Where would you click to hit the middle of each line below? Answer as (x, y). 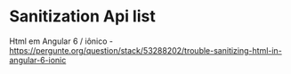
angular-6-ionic (38, 60)
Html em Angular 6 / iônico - (61, 41)
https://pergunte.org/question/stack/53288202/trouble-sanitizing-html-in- (145, 50)
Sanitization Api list (82, 16)
